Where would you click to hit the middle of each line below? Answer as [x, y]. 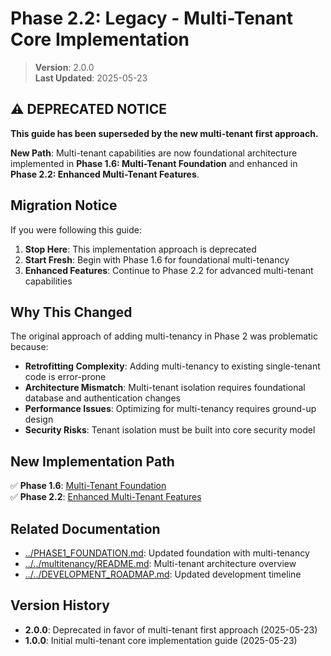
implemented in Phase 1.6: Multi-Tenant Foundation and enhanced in [154, 163]
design [39, 419]
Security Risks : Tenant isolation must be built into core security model [170, 430]
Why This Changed [71, 312]
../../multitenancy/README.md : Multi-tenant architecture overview [160, 563]
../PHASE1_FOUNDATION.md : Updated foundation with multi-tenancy [167, 553]
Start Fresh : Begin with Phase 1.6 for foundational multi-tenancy [157, 259]
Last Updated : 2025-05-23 [91, 78]
